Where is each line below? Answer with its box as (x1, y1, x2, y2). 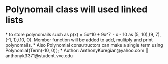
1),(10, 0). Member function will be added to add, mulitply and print (13, 37, 153, 43)
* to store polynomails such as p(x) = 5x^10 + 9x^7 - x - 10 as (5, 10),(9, (5, 31, 155, 37)
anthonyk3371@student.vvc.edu (5, 52, 73, 59)
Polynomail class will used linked (5, 4, 148, 15)
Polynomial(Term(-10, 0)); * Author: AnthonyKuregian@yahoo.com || (5, 47, 149, 53)
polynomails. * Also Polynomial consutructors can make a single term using (5, 42, 163, 48)
